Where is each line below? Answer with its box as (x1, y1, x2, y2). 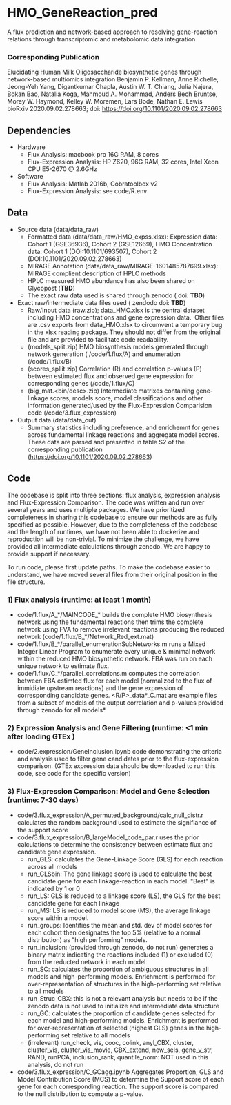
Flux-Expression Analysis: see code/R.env (27, 187, 148, 195)
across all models (27, 862, 78, 870)
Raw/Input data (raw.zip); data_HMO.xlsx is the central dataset (27, 306, 205, 314)
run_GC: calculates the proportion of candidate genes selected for (27, 1009, 216, 1017)
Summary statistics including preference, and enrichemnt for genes (27, 423, 219, 431)
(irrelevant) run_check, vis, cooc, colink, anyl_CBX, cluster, (27, 1038, 194, 1046)
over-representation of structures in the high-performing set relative (27, 979, 222, 988)
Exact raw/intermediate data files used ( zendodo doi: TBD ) (17, 298, 186, 306)
